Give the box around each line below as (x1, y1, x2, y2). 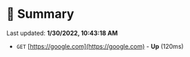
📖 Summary (6, 6, 74, 22)
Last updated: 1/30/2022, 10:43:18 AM (6, 29, 118, 37)
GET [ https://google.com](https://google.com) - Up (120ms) (16, 42, 184, 50)
